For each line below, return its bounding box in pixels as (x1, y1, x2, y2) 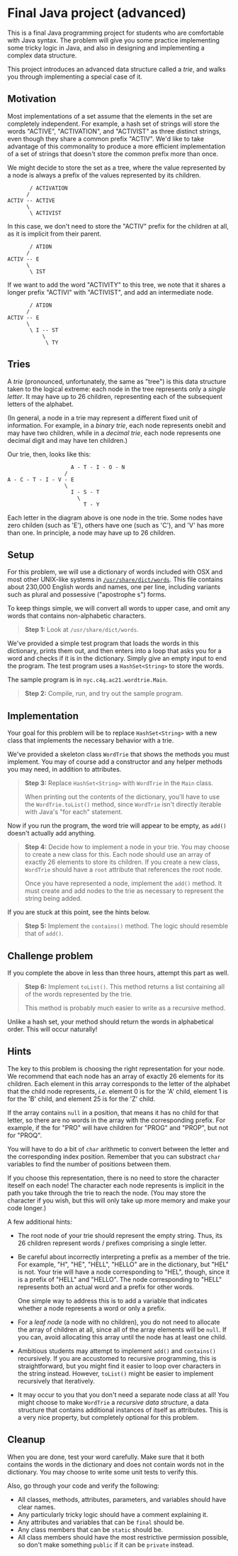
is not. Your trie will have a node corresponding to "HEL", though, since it (17, 1267, 230, 1276)
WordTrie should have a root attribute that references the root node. (24, 865, 223, 874)
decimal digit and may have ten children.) (7, 436, 128, 444)
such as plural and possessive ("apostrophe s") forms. (7, 591, 166, 599)
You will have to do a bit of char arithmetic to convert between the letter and (7, 1144, 229, 1153)
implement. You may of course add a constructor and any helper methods (7, 757, 223, 766)
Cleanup (7, 1434, 46, 1446)
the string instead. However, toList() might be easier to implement (17, 1369, 214, 1378)
